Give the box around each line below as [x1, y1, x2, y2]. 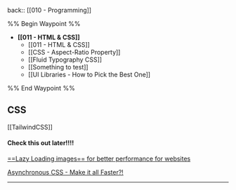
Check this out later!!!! [7, 139, 74, 147]
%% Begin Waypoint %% [7, 20, 81, 27]
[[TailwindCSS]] [7, 123, 53, 131]
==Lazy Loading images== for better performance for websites [7, 154, 191, 163]
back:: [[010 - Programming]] [7, 6, 92, 14]
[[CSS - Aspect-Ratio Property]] [27, 48, 121, 56]
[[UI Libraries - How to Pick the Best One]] [27, 70, 151, 79]
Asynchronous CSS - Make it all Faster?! [7, 168, 124, 177]
